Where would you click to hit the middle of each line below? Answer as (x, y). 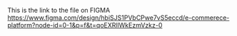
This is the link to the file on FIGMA (59, 10)
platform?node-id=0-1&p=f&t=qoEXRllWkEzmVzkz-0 (85, 25)
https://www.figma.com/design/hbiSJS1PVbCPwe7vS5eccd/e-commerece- (118, 18)
